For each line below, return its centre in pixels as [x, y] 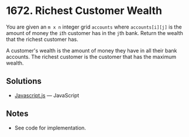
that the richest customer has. [42, 39]
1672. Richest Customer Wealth [84, 11]
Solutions [24, 81]
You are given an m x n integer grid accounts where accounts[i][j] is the [94, 27]
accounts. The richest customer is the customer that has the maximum [91, 57]
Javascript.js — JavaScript [47, 95]
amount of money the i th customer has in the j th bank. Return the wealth [94, 33]
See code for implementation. [50, 128]
